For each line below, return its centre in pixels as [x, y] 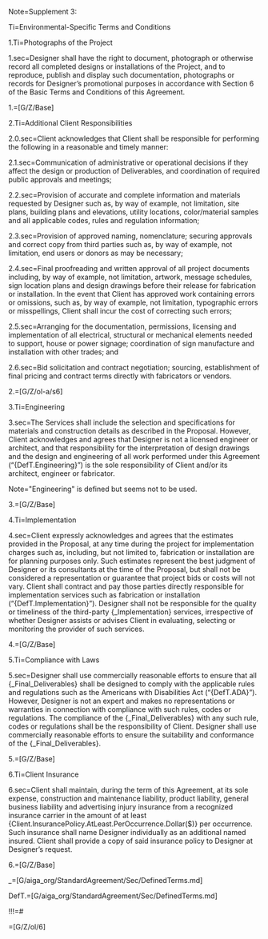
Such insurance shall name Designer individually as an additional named [127, 832]
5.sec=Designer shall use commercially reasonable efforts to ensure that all [133, 675]
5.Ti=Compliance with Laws [54, 660]
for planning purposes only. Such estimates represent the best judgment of [132, 561]
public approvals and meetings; [60, 180]
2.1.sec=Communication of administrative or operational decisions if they [128, 162]
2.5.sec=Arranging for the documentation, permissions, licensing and [122, 326]
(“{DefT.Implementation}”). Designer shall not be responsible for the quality [133, 603]
